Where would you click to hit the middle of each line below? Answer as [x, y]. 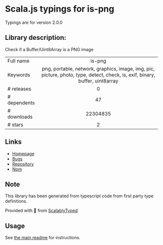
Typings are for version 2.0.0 [34, 22]
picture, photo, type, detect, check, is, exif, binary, [98, 75]
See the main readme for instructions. [43, 238]
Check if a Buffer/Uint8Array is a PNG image [49, 49]
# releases [19, 88]
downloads [20, 117]
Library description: [36, 38]
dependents [21, 103]
